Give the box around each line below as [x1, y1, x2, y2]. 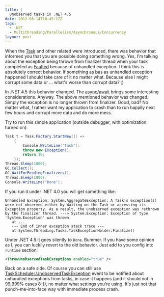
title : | [5, 7, 23, 12]
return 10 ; [23, 152, 45, 157]
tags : [5, 21, 16, 26]
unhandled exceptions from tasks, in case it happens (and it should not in [5, 276, 154, 282]
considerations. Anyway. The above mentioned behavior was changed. [5, 94, 149, 100]
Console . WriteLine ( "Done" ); [5, 180, 63, 185]
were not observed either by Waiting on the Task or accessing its [5, 202, 146, 207]
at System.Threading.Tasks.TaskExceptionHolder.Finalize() [11, 228, 135, 233]
